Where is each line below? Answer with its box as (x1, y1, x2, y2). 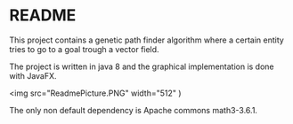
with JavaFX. (9, 70, 57, 81)
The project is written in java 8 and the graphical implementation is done (9, 61, 274, 72)
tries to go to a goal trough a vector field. (9, 43, 159, 54)
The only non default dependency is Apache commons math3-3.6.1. (9, 105, 258, 115)
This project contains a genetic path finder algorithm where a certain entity (9, 35, 285, 45)
